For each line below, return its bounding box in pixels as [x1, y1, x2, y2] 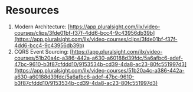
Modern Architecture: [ [14, 23, 70, 30]
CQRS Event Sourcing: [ [14, 48, 72, 55]
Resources [5, 4, 60, 17]
